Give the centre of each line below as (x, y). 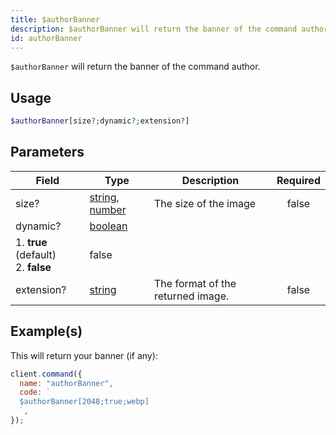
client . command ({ (46, 374)
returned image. (192, 296)
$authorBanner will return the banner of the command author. (135, 67)
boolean (108, 226)
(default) (36, 254)
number (108, 209)
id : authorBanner (46, 38)
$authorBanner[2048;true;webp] (84, 402)
